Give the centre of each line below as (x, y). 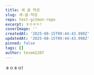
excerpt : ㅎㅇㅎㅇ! (24, 24)
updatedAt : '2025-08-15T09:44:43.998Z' (48, 39)
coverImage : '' (21, 29)
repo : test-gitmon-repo (30, 19)
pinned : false (20, 43)
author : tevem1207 (25, 53)
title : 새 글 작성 (23, 10)
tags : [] (14, 48)
